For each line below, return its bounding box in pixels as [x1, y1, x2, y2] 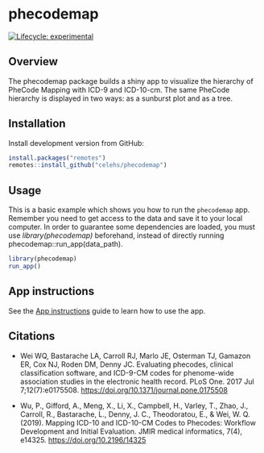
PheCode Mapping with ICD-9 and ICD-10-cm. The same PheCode [8, 85, 230, 94]
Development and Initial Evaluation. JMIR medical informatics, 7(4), [19, 426, 243, 436]
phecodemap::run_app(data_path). [8, 239, 123, 249]
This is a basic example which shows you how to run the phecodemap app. [8, 205, 250, 214]
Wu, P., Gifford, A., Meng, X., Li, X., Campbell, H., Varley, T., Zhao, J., [19, 401, 249, 410]
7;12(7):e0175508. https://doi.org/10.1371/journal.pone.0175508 [19, 384, 228, 395]
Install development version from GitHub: [8, 138, 145, 148]
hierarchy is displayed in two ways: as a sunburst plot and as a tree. [8, 94, 233, 103]
